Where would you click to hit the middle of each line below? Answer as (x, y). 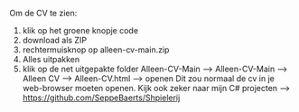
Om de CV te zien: (43, 13)
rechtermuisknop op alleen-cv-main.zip (96, 50)
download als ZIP (55, 40)
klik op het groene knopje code (80, 30)
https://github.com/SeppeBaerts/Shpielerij (101, 98)
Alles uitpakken (51, 59)
